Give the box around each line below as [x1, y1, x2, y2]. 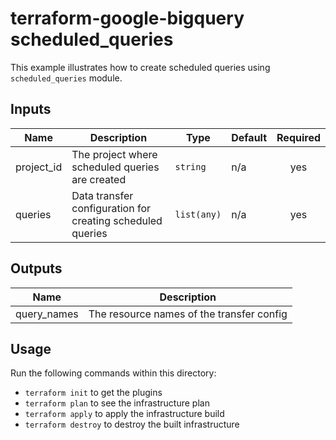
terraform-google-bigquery [10, 7, 245, 30]
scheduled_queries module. [10, 72, 123, 84]
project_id [15, 160, 63, 174]
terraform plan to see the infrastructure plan [24, 397, 210, 409]
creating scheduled [71, 213, 163, 227]
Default [231, 130, 268, 144]
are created [71, 172, 127, 186]
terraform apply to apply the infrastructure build [24, 408, 225, 420]
